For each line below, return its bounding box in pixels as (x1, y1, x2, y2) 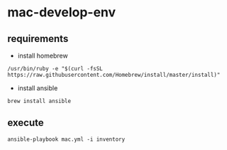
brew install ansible (7, 97, 72, 105)
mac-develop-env (7, 4, 116, 21)
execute (7, 117, 44, 129)
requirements (7, 33, 69, 45)
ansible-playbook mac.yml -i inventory (7, 136, 126, 143)
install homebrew (17, 51, 69, 60)
